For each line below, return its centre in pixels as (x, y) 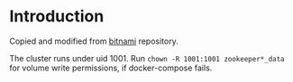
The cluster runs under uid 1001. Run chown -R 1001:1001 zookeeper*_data (147, 58)
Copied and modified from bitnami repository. (94, 41)
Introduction (57, 16)
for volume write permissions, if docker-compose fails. (111, 68)
